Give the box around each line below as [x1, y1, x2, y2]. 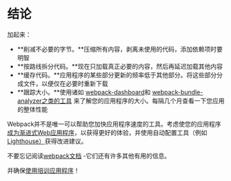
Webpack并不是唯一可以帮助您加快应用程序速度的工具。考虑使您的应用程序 [7, 120, 222, 128]
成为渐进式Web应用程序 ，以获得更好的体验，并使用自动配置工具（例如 [7, 128, 208, 136]
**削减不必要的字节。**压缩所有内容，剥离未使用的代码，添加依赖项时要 [17, 45, 223, 53]
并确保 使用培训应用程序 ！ [7, 166, 80, 174]
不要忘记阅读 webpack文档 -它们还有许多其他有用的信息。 [7, 151, 171, 160]
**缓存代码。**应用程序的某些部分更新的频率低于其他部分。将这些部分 [17, 70, 217, 79]
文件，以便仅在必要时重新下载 [23, 79, 108, 87]
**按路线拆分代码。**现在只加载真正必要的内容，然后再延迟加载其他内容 [17, 62, 223, 70]
